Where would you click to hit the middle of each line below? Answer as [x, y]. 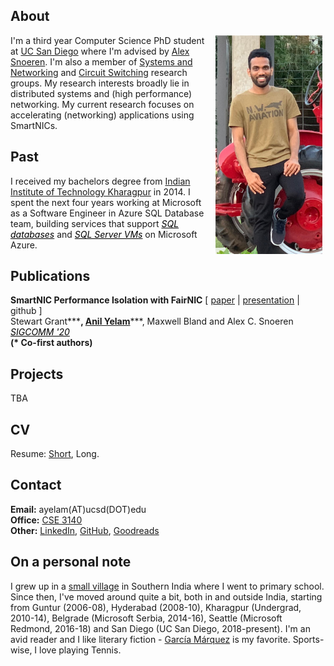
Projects [37, 374]
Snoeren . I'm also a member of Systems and [101, 61]
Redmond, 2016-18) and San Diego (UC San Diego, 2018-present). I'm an [160, 628]
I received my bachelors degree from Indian [100, 181]
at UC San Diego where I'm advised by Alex [100, 51]
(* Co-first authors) [51, 343]
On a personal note [71, 562]
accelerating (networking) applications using [102, 115]
